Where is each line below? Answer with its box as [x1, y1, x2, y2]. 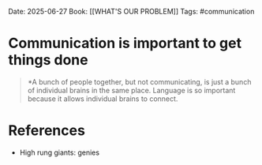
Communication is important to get [8, 35, 242, 52]
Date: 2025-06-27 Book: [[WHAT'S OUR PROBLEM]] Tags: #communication [8, 7, 255, 16]
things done [8, 51, 88, 69]
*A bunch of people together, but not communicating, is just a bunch [27, 77, 252, 86]
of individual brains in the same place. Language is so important [27, 85, 236, 95]
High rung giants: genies [19, 148, 100, 157]
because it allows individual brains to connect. [27, 94, 178, 103]
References [8, 122, 85, 140]
